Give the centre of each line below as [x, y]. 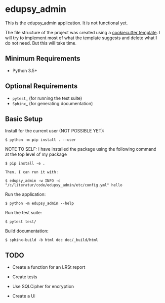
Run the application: [25, 194]
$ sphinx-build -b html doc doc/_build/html [52, 240]
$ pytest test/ [21, 222]
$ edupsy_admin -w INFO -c [33, 181]
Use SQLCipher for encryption [43, 287]
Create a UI [24, 296]
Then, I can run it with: [32, 172]
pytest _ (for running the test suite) [47, 98]
